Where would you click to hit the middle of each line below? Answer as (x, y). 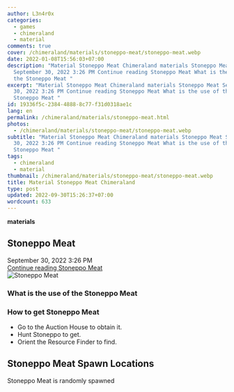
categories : (24, 20)
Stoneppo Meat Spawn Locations (81, 364)
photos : (18, 124)
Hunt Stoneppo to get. (49, 335)
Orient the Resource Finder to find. (67, 342)
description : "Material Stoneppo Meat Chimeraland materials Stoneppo (112, 66)
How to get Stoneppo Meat (53, 312)
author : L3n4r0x (31, 14)
